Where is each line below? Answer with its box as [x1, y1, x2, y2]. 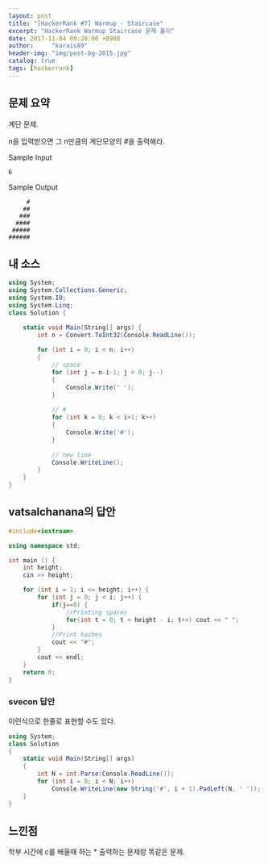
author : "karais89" [8, 42, 89, 50]
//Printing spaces [65, 608, 128, 616]
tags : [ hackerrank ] [8, 65, 74, 73]
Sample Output [8, 182, 59, 192]
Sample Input [8, 152, 52, 162]
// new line [51, 451, 92, 459]
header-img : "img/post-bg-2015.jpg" [8, 49, 131, 57]
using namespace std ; [8, 541, 81, 549]
